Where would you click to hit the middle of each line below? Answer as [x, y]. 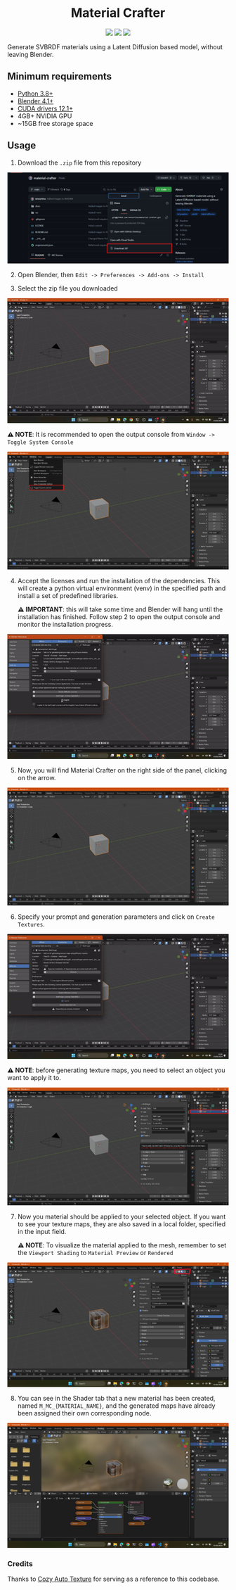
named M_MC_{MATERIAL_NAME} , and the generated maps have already [116, 1406]
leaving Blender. [31, 54]
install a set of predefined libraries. [68, 596]
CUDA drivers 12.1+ [45, 108]
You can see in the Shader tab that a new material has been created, [116, 1399]
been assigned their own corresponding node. [84, 1413]
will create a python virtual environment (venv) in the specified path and [122, 588]
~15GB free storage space [55, 123]
